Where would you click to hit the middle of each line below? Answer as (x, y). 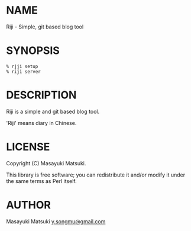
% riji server (24, 72)
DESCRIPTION (41, 95)
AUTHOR (29, 205)
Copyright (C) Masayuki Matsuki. (46, 163)
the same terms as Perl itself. (41, 181)
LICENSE (28, 147)
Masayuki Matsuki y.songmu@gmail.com (56, 221)
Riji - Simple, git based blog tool (45, 27)
